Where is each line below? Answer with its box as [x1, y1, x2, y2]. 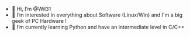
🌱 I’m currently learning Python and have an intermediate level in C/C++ [11, 23, 185, 30]
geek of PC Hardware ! [11, 18, 67, 24]
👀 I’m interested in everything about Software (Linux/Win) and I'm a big [11, 11, 183, 18]
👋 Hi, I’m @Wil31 [11, 6, 51, 12]
